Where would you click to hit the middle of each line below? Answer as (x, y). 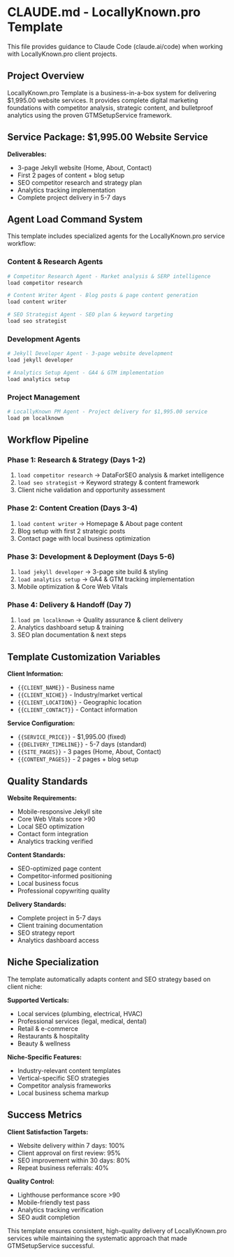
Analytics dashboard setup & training (71, 627)
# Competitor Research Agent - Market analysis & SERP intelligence (109, 276)
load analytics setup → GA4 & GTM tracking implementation (106, 579)
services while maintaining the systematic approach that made (97, 1238)
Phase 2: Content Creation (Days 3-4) (73, 508)
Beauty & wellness (44, 1043)
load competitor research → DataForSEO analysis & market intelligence (121, 475)
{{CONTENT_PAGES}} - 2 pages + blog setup (78, 759)
